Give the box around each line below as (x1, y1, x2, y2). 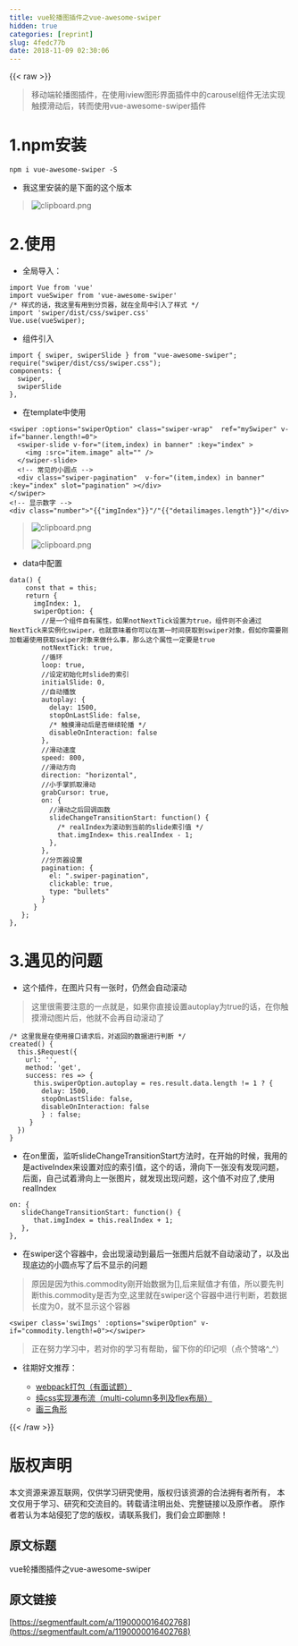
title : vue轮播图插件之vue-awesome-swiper (9, 13, 161, 22)
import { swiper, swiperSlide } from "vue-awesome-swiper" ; (9, 351, 238, 360)
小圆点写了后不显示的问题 (53, 1259, 148, 1270)
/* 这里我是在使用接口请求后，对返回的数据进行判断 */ (9, 1031, 186, 1040)
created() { (9, 1039, 54, 1048)
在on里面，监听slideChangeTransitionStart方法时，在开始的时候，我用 (21, 1150, 280, 1161)
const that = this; (25, 583, 98, 592)
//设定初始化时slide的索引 (41, 670, 129, 679)
